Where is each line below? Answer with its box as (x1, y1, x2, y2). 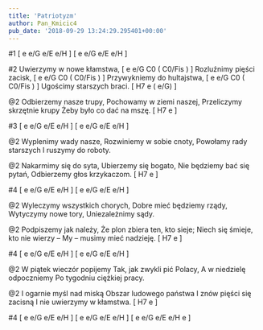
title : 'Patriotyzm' (8, 11, 78, 20)
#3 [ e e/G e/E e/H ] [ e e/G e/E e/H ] (8, 122, 129, 131)
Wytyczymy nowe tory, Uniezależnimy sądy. (8, 209, 155, 219)
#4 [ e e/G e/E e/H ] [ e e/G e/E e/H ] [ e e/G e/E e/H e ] (8, 313, 191, 323)
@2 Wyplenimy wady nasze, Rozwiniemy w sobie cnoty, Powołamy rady (8, 137, 248, 146)
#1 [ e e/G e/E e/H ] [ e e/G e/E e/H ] (8, 49, 128, 59)
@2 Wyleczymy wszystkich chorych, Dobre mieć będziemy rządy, (8, 200, 228, 210)
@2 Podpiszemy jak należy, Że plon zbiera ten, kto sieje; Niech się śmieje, (8, 225, 253, 234)
